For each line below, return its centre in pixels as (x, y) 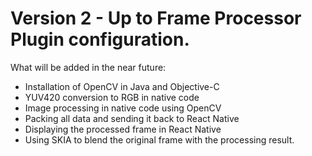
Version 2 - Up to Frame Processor (156, 18)
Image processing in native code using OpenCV (123, 108)
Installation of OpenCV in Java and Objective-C (122, 86)
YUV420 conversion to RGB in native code (112, 97)
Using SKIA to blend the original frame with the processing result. (159, 139)
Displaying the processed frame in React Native (123, 129)
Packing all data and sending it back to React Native (132, 118)
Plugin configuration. (100, 39)
